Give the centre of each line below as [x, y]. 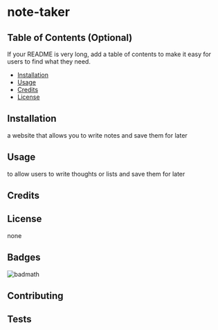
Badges [24, 258]
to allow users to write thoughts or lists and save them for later [96, 174]
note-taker [39, 12]
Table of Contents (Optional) [70, 38]
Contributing [35, 296]
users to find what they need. [49, 62]
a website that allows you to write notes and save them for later [98, 135]
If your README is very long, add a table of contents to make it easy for [109, 54]
